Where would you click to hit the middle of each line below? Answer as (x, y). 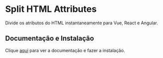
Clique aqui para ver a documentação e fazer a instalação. (65, 50)
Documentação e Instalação (50, 38)
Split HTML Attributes (51, 9)
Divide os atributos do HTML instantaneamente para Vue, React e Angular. (82, 23)
